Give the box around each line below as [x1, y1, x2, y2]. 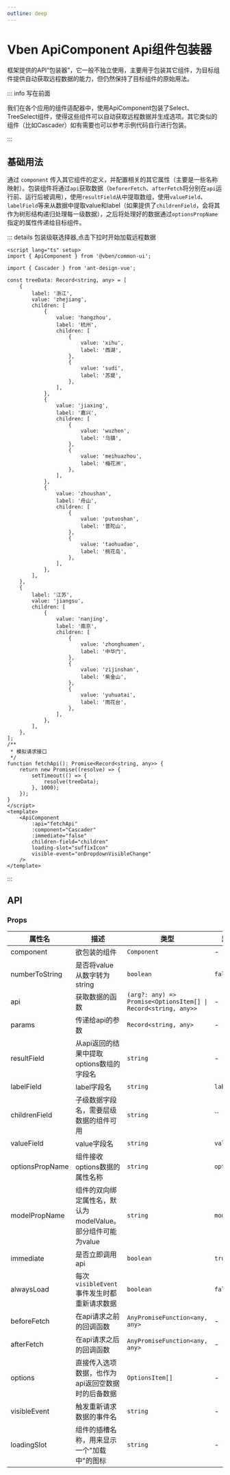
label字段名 [75, 1083, 112, 1092]
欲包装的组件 [75, 947, 117, 957]
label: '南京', [55, 623, 97, 630]
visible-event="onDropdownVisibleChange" [31, 851, 152, 857]
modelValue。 [75, 1217, 121, 1226]
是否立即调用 [75, 1250, 117, 1259]
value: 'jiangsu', [31, 598, 84, 605]
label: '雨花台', [80, 699, 127, 706]
